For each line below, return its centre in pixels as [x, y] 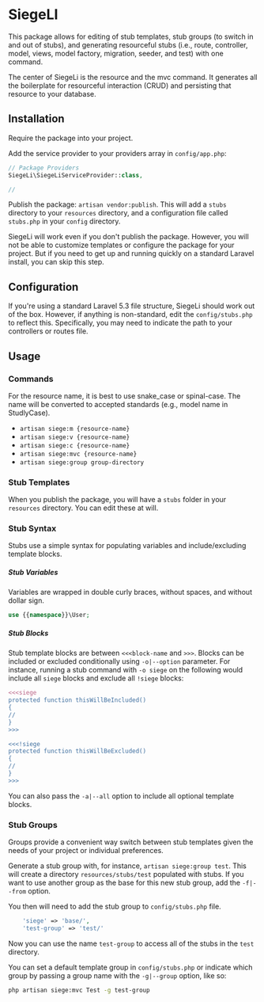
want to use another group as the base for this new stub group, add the [124, 883]
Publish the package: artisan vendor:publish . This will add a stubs [117, 204]
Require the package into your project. [71, 138]
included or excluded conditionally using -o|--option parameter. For [119, 661]
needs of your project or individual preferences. [86, 851]
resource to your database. [52, 93]
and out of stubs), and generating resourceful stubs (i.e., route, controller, [128, 44]
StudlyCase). [29, 413]
